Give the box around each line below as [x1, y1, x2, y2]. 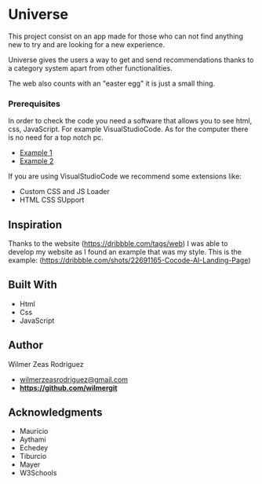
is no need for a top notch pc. [8, 133, 104, 142]
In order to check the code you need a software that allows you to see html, [8, 116, 253, 126]
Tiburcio [19, 452, 47, 461]
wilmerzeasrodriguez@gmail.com [19, 375, 128, 384]
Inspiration [8, 218, 63, 231]
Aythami [19, 434, 46, 445]
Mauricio [19, 427, 49, 436]
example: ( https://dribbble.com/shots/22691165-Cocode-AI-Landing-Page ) [8, 255, 251, 265]
